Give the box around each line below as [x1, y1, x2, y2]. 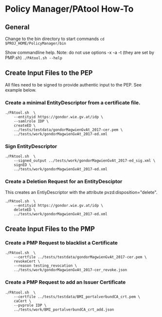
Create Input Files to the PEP [5, 69, 93, 77]
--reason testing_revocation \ [14, 263, 77, 268]
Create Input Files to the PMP [5, 225, 95, 233]
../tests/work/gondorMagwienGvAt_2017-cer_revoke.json [14, 268, 127, 273]
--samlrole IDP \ [14, 119, 49, 124]
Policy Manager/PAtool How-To [5, 3, 134, 15]
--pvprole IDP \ [14, 303, 47, 308]
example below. [5, 87, 36, 93]
